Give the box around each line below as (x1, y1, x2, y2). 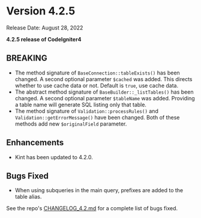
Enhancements (6, 138, 64, 148)
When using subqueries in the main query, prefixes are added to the (14, 187, 184, 194)
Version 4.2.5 (6, 4, 76, 18)
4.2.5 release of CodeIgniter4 (6, 35, 82, 43)
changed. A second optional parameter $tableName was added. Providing (14, 94, 195, 101)
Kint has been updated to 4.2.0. (14, 153, 93, 160)
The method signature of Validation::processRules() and (14, 107, 159, 115)
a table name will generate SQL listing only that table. (14, 101, 147, 108)
